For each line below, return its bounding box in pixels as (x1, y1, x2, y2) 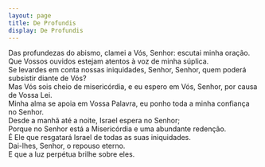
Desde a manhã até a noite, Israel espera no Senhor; (8, 116, 181, 126)
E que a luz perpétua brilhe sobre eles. (8, 150, 135, 159)
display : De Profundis (8, 26, 84, 34)
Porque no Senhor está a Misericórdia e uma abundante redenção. (8, 124, 227, 134)
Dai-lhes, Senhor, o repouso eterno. (8, 141, 126, 151)
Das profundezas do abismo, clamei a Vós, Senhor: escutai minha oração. (8, 49, 251, 58)
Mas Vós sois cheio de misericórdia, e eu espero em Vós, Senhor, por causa (8, 82, 258, 91)
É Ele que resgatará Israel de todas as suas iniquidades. (8, 133, 191, 142)
